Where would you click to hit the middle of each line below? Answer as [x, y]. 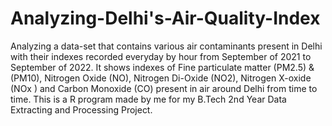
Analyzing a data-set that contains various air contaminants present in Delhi [166, 46]
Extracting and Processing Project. [81, 109]
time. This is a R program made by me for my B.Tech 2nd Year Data [148, 99]
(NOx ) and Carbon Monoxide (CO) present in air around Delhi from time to [164, 88]
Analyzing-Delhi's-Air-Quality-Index [165, 18]
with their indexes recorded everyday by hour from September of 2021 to [161, 56]
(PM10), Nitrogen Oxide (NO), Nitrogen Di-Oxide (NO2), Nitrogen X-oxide [161, 78]
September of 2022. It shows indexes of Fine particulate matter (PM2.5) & [162, 67]
